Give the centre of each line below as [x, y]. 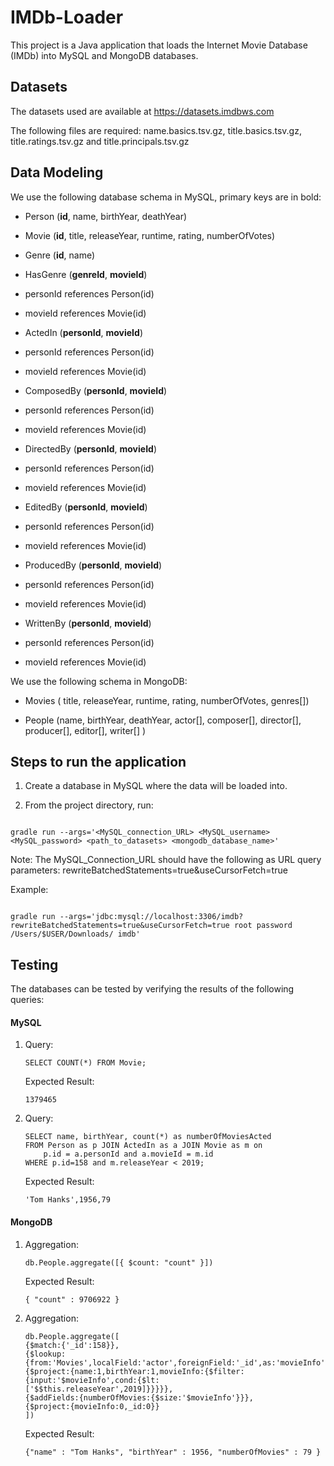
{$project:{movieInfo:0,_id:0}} [92, 1406]
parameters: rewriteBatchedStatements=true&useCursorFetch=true [149, 870]
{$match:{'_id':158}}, [72, 1345]
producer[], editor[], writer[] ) [85, 730]
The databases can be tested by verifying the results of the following [152, 989]
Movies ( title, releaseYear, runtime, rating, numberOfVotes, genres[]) [167, 700]
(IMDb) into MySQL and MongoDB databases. [104, 55]
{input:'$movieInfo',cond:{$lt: [92, 1380]
